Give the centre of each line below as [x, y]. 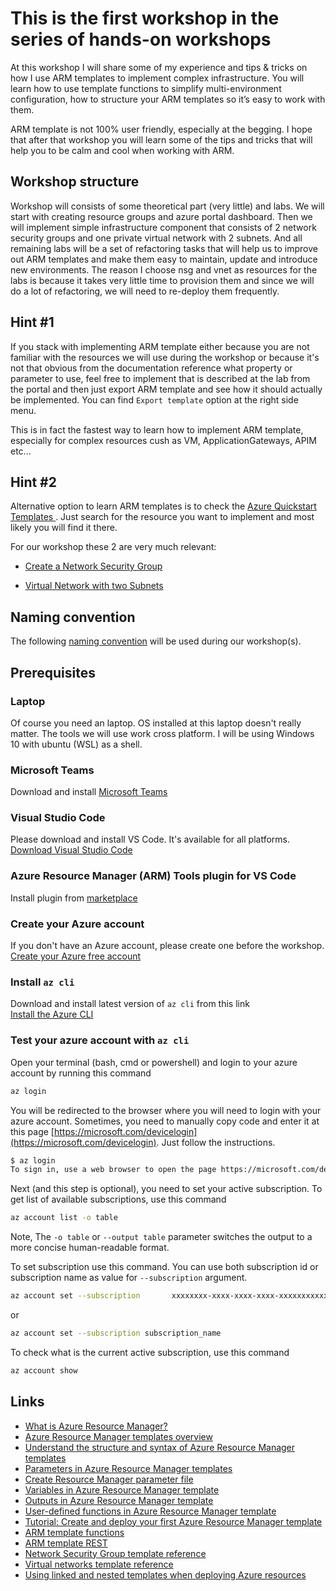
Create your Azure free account [76, 956]
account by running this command [81, 1073]
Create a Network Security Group [93, 566]
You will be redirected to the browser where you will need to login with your [166, 1110]
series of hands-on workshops [141, 39]
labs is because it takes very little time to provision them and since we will [162, 280]
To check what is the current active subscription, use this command [150, 1352]
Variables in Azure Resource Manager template [122, 1489]
